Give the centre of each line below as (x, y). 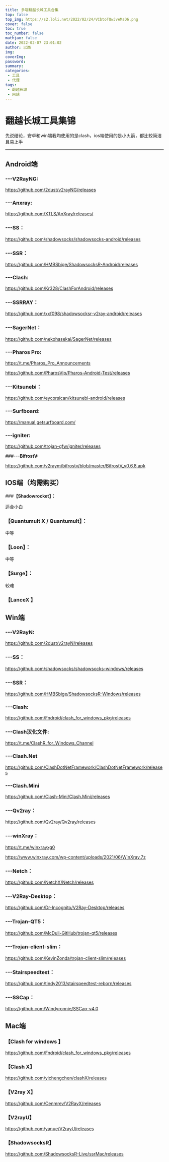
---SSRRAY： (22, 302)
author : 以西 (18, 47)
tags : (11, 85)
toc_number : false (24, 33)
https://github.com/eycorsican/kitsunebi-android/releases (65, 398)
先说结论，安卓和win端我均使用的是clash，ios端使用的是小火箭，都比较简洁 (83, 136)
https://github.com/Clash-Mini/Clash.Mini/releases (58, 797)
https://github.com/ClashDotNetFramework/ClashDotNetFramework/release (84, 767)
